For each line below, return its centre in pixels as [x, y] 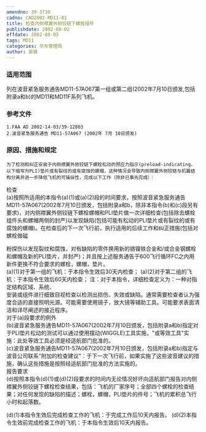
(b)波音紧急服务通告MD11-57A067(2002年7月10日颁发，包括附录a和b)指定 [100, 325]
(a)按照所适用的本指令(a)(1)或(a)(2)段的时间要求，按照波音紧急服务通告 [96, 197]
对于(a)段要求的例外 [32, 317]
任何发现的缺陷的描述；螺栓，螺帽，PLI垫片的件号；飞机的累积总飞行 [110, 394]
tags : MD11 [20, 40]
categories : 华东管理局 [34, 47]
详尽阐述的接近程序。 [44, 309]
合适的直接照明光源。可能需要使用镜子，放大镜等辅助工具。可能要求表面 [103, 302]
